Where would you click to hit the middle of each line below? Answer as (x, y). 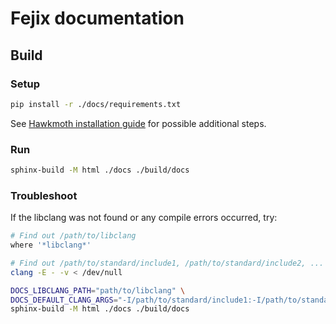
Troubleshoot (44, 195)
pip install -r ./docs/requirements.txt (96, 104)
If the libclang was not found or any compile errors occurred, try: (144, 218)
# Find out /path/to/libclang (73, 236)
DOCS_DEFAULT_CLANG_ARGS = (64, 300)
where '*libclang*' (51, 245)
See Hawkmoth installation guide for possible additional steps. (138, 123)
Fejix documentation (97, 18)
